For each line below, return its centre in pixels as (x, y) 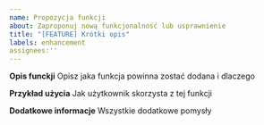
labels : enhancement (48, 42)
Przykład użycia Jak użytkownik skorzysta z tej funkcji (111, 94)
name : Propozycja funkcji (57, 17)
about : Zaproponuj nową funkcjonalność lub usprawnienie (118, 26)
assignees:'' (34, 51)
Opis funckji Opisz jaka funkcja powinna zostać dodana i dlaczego (132, 76)
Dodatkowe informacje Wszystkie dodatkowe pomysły (111, 111)
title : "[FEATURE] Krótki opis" (69, 34)
